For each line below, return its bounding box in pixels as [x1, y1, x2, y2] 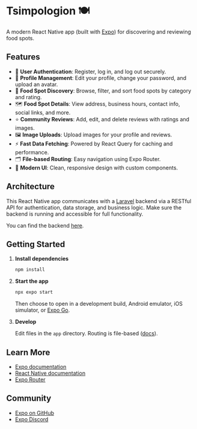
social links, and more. [14, 109, 71, 116]
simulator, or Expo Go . [14, 306, 70, 314]
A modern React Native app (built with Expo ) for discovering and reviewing [6, 28, 191, 35]
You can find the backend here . [6, 222, 84, 229]
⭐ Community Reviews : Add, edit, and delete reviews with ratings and [14, 115, 190, 123]
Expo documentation [14, 363, 67, 370]
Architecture [6, 181, 55, 192]
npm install [14, 267, 45, 273]
